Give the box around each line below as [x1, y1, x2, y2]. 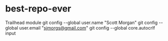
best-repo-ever [5, 3, 72, 14]
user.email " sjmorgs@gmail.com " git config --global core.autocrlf [19, 24, 155, 30]
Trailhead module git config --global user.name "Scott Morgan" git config [5, 19, 158, 25]
